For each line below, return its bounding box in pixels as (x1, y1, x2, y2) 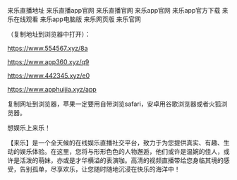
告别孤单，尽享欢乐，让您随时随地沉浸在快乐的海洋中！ (19, 165, 181, 173)
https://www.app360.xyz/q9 (7, 58, 90, 66)
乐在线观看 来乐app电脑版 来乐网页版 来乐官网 (7, 15, 141, 23)
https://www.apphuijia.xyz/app (7, 85, 97, 93)
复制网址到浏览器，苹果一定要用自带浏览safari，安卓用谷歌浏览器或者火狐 (7, 100, 221, 108)
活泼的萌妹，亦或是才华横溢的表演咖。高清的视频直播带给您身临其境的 (19, 156, 224, 164)
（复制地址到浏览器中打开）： (7, 30, 91, 38)
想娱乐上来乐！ (7, 124, 51, 132)
